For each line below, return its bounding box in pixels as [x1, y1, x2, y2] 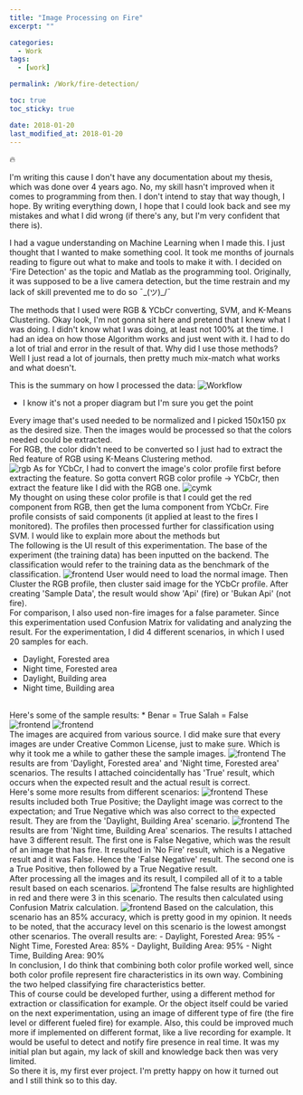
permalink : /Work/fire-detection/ [9, 80, 140, 89]
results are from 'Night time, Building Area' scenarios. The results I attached [9, 825, 292, 836]
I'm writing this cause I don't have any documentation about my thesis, [9, 172, 273, 183]
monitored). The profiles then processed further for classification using [9, 521, 274, 532]
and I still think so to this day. [9, 1075, 118, 1086]
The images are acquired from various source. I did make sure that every [9, 729, 281, 740]
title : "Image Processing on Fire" [9, 13, 144, 23]
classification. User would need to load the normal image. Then [9, 569, 289, 580]
